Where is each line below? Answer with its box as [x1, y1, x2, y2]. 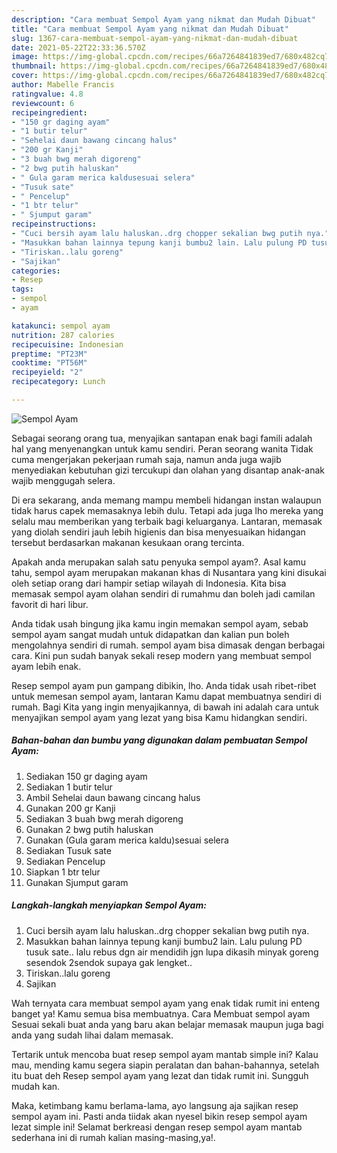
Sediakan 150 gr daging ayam [25, 770, 148, 782]
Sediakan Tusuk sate [25, 844, 112, 856]
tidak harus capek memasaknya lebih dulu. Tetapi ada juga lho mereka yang [11, 504, 324, 516]
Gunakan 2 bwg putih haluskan [25, 823, 154, 835]
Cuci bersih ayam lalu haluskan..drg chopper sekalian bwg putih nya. [25, 924, 310, 936]
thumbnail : [11, 61, 57, 71]
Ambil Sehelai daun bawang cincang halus [25, 791, 201, 803]
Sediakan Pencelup [25, 855, 106, 867]
